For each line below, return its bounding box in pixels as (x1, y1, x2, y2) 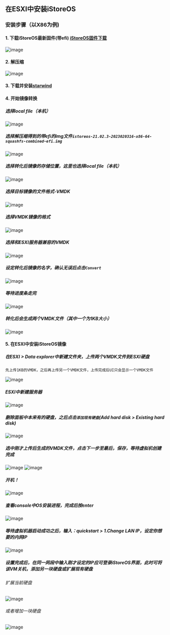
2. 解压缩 (5, 59, 24, 65)
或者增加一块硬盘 (5, 608, 41, 614)
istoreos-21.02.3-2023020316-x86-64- (72, 134, 152, 139)
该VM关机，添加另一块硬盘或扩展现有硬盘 (5, 566, 93, 572)
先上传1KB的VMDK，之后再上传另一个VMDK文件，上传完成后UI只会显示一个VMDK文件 (5, 368, 154, 373)
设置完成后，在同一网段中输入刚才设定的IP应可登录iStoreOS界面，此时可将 (5, 559, 162, 565)
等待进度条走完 (5, 290, 37, 296)
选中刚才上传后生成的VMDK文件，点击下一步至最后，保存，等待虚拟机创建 (5, 445, 161, 451)
